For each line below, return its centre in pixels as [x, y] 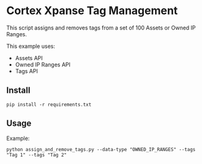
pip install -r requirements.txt [49, 104]
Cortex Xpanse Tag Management [92, 11]
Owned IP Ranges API [43, 64]
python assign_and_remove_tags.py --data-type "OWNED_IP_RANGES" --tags [101, 149]
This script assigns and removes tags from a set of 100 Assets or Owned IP [101, 28]
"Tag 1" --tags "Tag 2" [37, 155]
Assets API [29, 58]
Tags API [26, 71]
